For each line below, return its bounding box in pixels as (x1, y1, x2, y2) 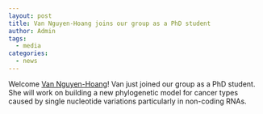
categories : (8, 49, 48, 57)
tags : (8, 34, 27, 43)
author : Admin (8, 27, 56, 35)
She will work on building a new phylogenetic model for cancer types (8, 87, 239, 97)
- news (15, 57, 38, 65)
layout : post (8, 11, 52, 20)
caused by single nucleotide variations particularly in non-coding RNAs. (8, 96, 248, 106)
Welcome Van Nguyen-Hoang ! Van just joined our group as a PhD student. (8, 78, 256, 89)
